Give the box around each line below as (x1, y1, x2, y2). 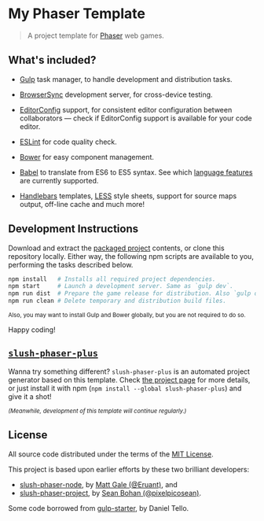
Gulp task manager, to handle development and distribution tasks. (19, 74, 233, 83)
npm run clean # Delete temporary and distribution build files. (8, 297, 226, 305)
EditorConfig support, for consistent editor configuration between (19, 105, 233, 114)
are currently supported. (19, 176, 99, 185)
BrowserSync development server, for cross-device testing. (19, 90, 214, 99)
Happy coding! (8, 325, 57, 334)
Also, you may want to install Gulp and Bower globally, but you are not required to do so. (8, 312, 246, 320)
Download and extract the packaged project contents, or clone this (8, 243, 225, 253)
